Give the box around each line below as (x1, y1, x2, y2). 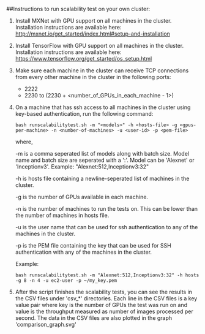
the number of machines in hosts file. (15, 211, 110, 219)
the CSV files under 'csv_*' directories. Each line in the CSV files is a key (15, 295, 198, 302)
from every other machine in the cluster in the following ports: (15, 74, 171, 80)
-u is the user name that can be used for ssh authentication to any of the (15, 224, 198, 230)
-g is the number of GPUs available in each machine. (15, 193, 149, 200)
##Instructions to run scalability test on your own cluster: (6, 6, 151, 12)
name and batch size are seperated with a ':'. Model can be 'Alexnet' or (15, 156, 195, 164)
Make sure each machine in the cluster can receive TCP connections (15, 67, 189, 74)
